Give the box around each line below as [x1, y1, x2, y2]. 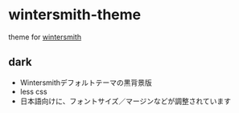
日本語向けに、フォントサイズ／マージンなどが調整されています [19, 96, 232, 106]
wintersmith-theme [8, 6, 142, 24]
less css [19, 87, 47, 96]
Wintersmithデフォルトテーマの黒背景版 [19, 78, 153, 87]
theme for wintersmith [8, 32, 82, 42]
